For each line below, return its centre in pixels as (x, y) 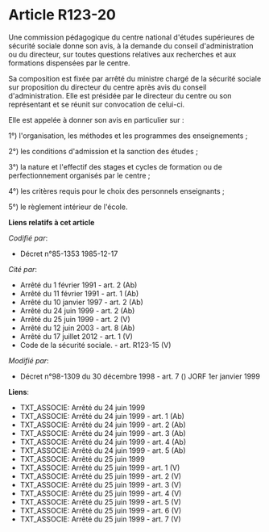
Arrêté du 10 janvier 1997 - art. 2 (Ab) (81, 302)
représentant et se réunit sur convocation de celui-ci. (97, 104)
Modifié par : (29, 360)
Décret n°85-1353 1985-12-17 (69, 253)
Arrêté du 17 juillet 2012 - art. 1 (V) (76, 336)
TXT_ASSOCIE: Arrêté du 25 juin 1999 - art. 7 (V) (100, 519)
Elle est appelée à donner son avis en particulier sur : (96, 119)
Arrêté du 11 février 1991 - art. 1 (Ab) (79, 293)
